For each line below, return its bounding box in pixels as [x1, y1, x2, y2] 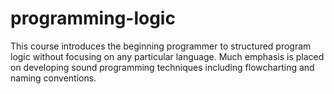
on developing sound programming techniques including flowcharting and [10, 61, 315, 73]
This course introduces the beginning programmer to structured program [10, 40, 312, 52]
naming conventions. [10, 72, 97, 84]
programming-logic [10, 7, 176, 30]
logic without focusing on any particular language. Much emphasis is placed [10, 50, 325, 62]
